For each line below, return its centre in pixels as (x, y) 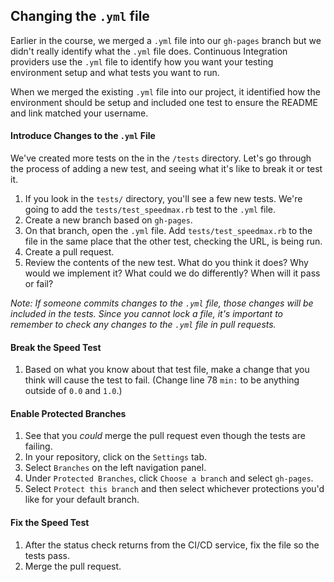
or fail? (39, 284)
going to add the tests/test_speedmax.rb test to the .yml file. (150, 210)
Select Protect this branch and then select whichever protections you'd (174, 489)
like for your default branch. (82, 500)
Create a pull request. (69, 252)
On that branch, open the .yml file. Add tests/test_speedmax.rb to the (168, 231)
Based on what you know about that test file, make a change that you (167, 370)
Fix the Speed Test (50, 523)
